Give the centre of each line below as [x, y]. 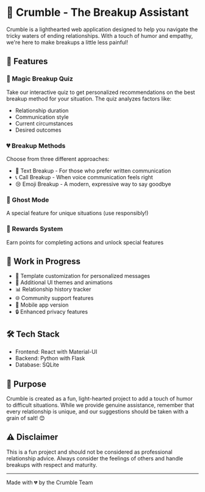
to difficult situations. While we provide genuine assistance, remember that [100, 405]
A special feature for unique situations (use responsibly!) [77, 213]
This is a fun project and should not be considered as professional [89, 452]
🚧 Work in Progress [44, 261]
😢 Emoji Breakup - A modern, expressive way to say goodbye [93, 184]
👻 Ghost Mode [28, 199]
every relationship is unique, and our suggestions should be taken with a [97, 412]
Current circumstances [44, 123]
